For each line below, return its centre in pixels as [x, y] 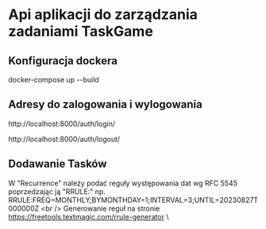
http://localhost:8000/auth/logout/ [64, 139]
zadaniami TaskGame [81, 31]
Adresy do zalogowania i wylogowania [105, 105]
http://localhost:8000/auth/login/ [62, 124]
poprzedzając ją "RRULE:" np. [57, 191]
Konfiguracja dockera [63, 61]
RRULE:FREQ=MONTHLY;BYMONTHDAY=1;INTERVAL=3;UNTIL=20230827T [133, 200]
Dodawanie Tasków [58, 164]
